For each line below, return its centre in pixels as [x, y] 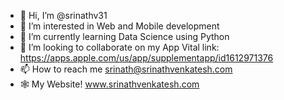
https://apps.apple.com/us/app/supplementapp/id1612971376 [146, 58]
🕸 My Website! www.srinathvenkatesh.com [109, 84]
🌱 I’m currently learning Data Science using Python [124, 36]
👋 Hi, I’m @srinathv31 [63, 15]
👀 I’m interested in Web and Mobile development [119, 26]
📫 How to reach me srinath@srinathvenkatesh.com [126, 69]
